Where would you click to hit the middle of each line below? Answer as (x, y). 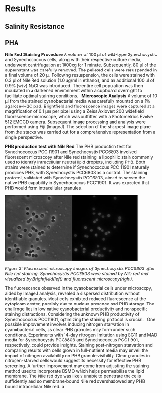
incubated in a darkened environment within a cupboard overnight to (73, 91)
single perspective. (24, 137)
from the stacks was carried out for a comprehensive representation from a (80, 132)
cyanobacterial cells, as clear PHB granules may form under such (70, 330)
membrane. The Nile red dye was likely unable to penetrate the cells (73, 376)
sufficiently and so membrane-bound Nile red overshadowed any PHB (75, 381)
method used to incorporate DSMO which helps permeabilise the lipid (75, 371)
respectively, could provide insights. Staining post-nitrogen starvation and (79, 345)
